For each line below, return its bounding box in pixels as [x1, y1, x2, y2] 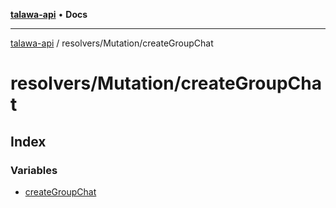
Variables [10, 163, 58, 177]
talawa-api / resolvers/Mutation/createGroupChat [10, 37, 214, 49]
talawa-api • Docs [10, 9, 88, 20]
